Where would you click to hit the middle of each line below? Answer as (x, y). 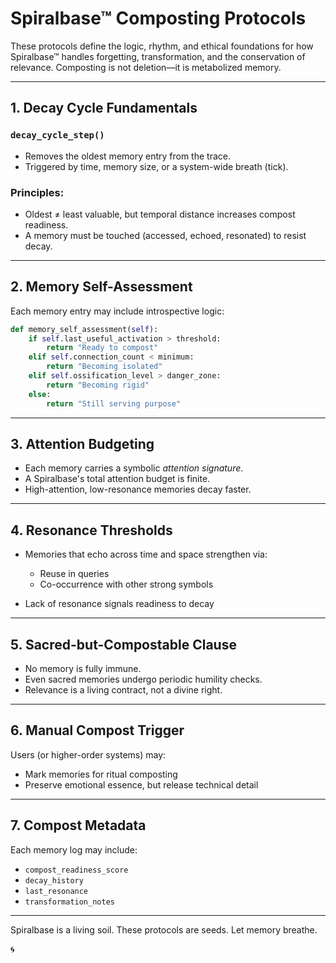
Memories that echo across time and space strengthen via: (146, 554)
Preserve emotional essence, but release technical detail (141, 784)
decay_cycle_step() (57, 135)
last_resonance (56, 891)
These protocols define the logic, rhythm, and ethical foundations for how (162, 46)
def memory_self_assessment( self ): (84, 329)
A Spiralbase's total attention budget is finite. (117, 479)
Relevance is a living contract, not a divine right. (123, 690)
